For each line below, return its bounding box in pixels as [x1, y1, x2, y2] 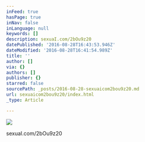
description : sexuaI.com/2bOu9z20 [6, 36, 92, 42]
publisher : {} [6, 75, 42, 81]
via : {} [6, 64, 26, 70]
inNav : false [6, 20, 39, 26]
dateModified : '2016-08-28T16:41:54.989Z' [6, 48, 113, 53]
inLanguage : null [6, 25, 49, 31]
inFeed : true [6, 8, 39, 15]
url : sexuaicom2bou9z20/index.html [6, 91, 94, 97]
